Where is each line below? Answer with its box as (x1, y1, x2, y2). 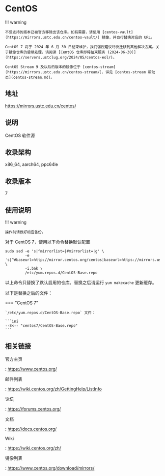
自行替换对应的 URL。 (116, 35, 155, 40)
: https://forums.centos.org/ (5, 406, 61, 412)
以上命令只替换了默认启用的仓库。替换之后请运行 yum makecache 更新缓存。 (5, 280, 157, 286)
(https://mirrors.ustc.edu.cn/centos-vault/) (5, 35, 100, 40)
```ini (5, 319, 19, 324)
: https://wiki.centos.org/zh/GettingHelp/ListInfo (5, 386, 102, 392)
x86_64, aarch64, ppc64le (5, 161, 58, 167)
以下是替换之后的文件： (5, 290, 53, 296)
